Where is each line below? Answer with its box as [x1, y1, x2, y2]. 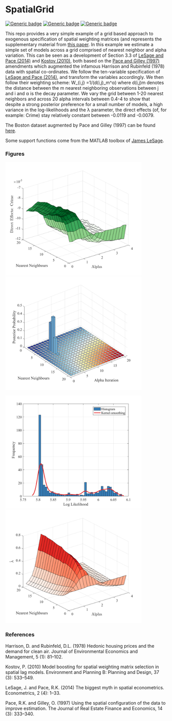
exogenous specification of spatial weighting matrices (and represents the [5, 36, 162, 42]
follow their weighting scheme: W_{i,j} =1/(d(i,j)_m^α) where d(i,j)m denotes [5, 79, 164, 86]
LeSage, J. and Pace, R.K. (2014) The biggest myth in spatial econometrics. [5, 684, 165, 690]
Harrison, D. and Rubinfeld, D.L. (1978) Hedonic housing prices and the [5, 643, 155, 649]
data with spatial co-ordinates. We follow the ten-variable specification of [5, 68, 160, 75]
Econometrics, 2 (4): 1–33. [5, 690, 61, 696]
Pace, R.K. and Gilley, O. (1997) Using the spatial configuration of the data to [5, 699, 166, 706]
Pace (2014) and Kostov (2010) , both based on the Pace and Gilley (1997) [5, 57, 160, 64]
